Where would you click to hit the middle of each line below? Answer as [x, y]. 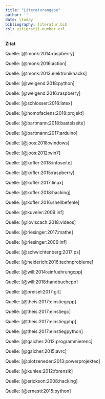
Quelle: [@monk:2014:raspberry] [40, 54]
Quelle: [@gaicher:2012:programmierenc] [49, 342]
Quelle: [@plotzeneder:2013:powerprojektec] [53, 361]
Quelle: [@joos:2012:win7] [33, 153]
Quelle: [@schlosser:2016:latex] [39, 103]
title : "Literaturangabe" [33, 10]
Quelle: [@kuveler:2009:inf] [35, 213]
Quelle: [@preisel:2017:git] [33, 292]
